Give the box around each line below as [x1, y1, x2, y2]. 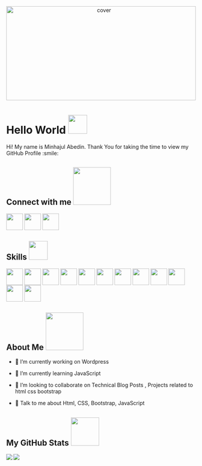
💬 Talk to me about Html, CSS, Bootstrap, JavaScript [14, 400, 145, 407]
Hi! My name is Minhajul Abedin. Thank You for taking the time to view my [6, 143, 189, 150]
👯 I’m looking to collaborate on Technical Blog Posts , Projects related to [14, 382, 194, 389]
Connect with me [6, 197, 72, 207]
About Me [6, 342, 44, 352]
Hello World [6, 123, 66, 137]
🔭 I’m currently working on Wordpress [14, 358, 109, 365]
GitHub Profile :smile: [6, 149, 59, 157]
